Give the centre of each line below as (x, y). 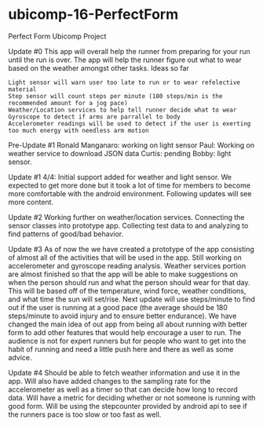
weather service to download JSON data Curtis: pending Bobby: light (120, 153)
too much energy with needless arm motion (79, 130)
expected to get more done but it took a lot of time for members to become (130, 185)
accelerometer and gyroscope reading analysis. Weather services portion (127, 265)
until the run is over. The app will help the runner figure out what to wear (125, 60)
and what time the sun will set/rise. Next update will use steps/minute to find (131, 299)
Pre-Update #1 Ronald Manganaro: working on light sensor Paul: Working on (131, 145)
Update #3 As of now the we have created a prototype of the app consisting (131, 249)
